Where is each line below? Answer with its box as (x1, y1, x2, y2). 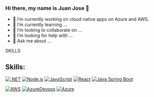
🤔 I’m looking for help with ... (12, 33, 73, 39)
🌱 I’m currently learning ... (12, 21, 68, 28)
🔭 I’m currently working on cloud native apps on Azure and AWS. (12, 16, 149, 22)
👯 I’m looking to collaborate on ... (12, 27, 82, 33)
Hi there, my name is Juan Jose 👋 (5, 5, 90, 12)
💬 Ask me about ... (12, 38, 52, 44)
